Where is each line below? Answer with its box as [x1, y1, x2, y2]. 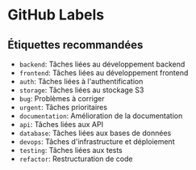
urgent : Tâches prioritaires [19, 103, 108, 112]
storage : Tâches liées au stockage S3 [19, 85, 144, 95]
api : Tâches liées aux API [19, 120, 104, 129]
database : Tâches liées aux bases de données [19, 128, 172, 138]
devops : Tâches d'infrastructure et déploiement [19, 137, 175, 147]
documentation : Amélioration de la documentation [19, 111, 183, 121]
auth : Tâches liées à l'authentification [19, 77, 144, 86]
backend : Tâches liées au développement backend [19, 59, 186, 69]
